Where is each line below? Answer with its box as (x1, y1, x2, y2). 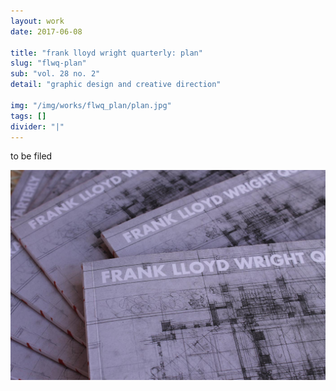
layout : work (10, 16, 65, 26)
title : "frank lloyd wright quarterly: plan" (10, 48, 203, 58)
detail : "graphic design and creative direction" (10, 80, 222, 90)
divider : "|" (10, 121, 65, 132)
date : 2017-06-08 (10, 26, 83, 37)
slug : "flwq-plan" (10, 58, 87, 69)
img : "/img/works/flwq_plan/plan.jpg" (10, 100, 172, 110)
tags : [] (10, 111, 47, 121)
